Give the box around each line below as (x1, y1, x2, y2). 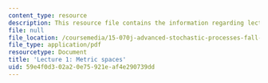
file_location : (8, 33, 59, 42)
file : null (8, 26, 45, 34)
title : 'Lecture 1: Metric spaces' (8, 56, 127, 64)
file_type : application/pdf (8, 41, 102, 49)
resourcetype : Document (8, 48, 88, 56)
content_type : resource (8, 11, 88, 20)
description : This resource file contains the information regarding (8, 19, 245, 27)
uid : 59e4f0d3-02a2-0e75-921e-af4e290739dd (8, 63, 156, 71)
